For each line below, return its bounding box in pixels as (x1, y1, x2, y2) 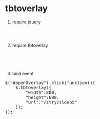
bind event (12, 70, 34, 76)
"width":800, (25, 89, 57, 95)
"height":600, (25, 94, 60, 100)
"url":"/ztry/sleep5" (25, 99, 78, 105)
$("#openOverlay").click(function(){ (5, 80, 96, 85)
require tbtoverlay (12, 42, 48, 48)
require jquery (12, 19, 41, 25)
